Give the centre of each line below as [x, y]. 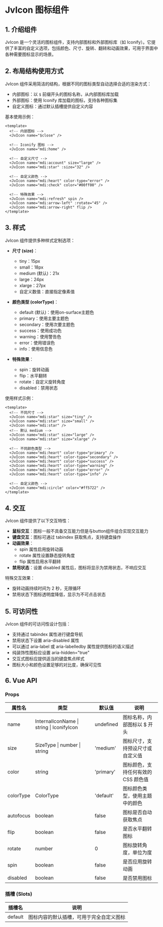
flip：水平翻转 [33, 375]
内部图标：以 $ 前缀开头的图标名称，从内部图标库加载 [65, 94]
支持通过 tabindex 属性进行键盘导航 [48, 635]
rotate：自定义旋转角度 [42, 382]
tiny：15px [30, 261]
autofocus [19, 815]
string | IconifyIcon [57, 727]
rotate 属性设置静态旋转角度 [47, 556]
